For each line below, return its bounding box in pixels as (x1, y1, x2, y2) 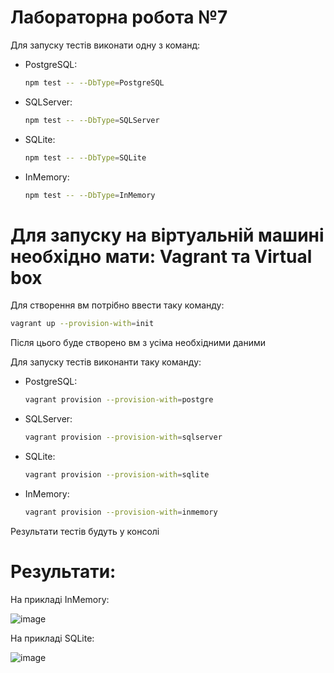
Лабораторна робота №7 (10, 6, 228, 29)
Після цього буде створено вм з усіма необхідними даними (10, 337, 266, 349)
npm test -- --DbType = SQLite (24, 152, 147, 163)
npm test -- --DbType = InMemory (24, 190, 156, 200)
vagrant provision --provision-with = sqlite (24, 470, 210, 480)
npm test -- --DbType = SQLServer (24, 115, 160, 125)
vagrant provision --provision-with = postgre (24, 395, 214, 405)
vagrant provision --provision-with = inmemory (24, 507, 218, 517)
